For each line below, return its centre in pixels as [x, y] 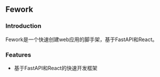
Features [18, 54]
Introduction [23, 26]
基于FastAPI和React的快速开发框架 [55, 68]
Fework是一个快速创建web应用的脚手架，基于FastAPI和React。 [81, 39]
